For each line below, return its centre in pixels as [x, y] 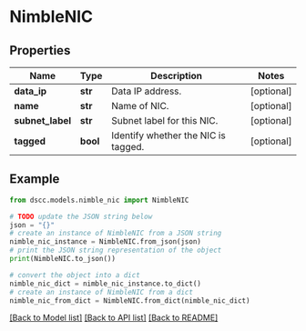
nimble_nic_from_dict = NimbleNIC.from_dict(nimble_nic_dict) [130, 301]
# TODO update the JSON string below [81, 216]
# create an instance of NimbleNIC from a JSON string [116, 234]
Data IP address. [147, 91]
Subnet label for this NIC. [165, 120]
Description [176, 76]
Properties [40, 50]
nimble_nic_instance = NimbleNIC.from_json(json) [106, 242]
